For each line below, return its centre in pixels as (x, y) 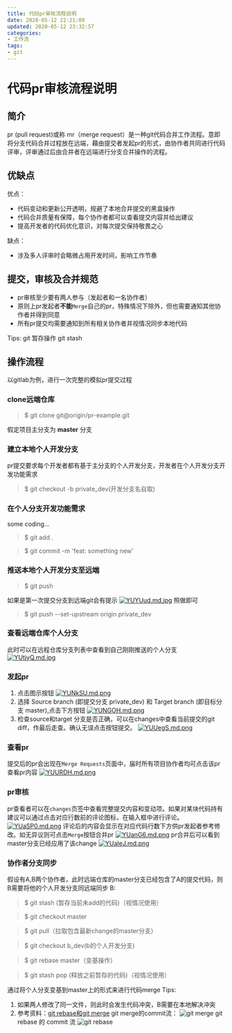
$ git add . (39, 537)
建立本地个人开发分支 (43, 449)
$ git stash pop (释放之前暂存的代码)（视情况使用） (97, 975)
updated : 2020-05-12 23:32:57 (51, 26)
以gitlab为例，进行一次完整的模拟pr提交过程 (70, 380)
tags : (15, 46)
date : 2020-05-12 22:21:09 (46, 20)
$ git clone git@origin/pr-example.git (77, 415)
